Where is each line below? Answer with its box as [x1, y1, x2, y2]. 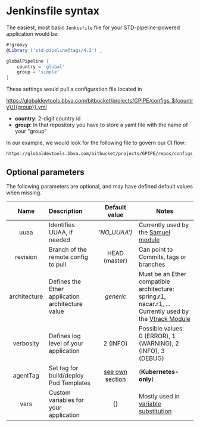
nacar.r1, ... [139, 300, 171, 308]
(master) [103, 256, 128, 265]
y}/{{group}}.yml [6, 103, 47, 111]
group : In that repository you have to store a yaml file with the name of [14, 121, 189, 129]
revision [14, 253, 37, 261]
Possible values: [139, 324, 185, 332]
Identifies [48, 221, 76, 229]
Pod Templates [48, 379, 91, 387]
